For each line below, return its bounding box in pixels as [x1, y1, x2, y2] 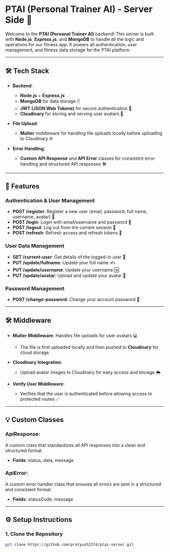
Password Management [5, 285, 64, 292]
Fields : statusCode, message [12, 496, 73, 502]
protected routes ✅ [20, 396, 60, 402]
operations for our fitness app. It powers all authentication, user [5, 41, 137, 47]
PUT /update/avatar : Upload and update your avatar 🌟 [12, 272, 126, 279]
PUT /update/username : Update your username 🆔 [12, 266, 119, 272]
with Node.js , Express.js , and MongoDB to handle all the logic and [5, 36, 144, 42]
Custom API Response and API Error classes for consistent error [20, 155, 155, 161]
